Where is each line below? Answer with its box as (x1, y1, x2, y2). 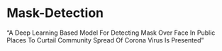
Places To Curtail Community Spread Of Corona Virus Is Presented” (6, 35, 204, 44)
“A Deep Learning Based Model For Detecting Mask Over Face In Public (6, 28, 216, 37)
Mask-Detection (6, 5, 104, 21)
